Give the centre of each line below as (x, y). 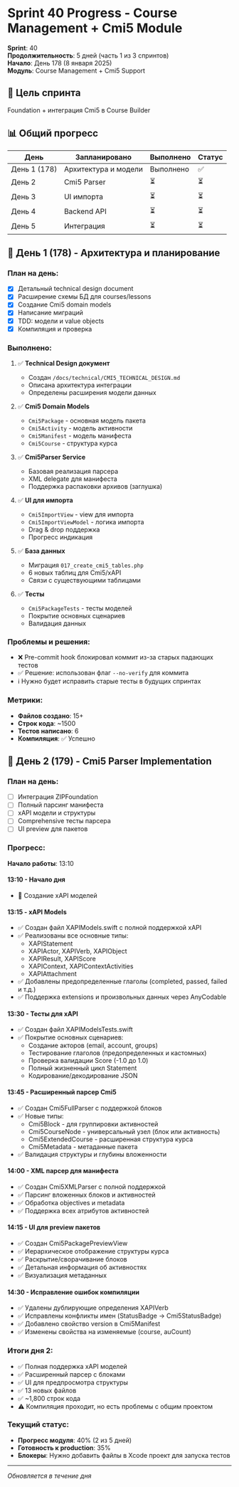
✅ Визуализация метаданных (62, 1276)
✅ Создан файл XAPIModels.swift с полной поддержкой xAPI (110, 928)
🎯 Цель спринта (44, 93)
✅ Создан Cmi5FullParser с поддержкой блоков (90, 1108)
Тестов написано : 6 (48, 731)
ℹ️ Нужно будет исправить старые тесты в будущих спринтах (109, 682)
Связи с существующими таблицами (84, 580)
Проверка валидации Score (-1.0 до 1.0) (88, 1061)
